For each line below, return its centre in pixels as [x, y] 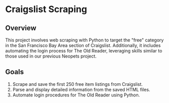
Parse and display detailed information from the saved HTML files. [81, 89]
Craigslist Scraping [46, 9]
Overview [21, 28]
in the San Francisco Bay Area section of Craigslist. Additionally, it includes [83, 45]
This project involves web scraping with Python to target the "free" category [84, 40]
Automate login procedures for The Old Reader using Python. [76, 95]
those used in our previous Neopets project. [51, 56]
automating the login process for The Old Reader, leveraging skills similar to [84, 51]
